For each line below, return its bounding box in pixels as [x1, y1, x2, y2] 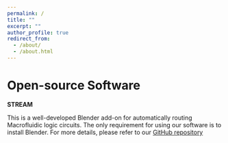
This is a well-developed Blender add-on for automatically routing [7, 114, 192, 122]
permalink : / [7, 10, 45, 17]
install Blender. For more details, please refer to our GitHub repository [7, 128, 203, 136]
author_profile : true [7, 29, 69, 36]
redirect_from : [7, 36, 51, 42]
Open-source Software [7, 78, 140, 93]
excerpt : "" [7, 23, 41, 29]
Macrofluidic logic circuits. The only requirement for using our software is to [7, 120, 222, 129]
